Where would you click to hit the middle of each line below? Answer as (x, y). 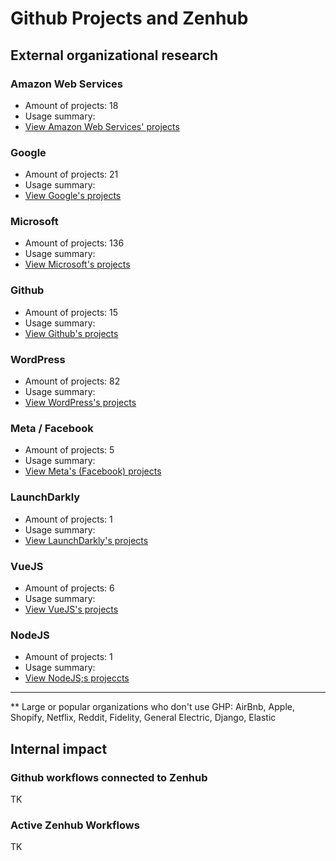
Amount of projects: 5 (69, 450)
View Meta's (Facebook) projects (93, 471)
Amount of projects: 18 (71, 105)
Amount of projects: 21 (71, 174)
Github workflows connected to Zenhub (109, 777)
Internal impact (59, 748)
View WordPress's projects (80, 403)
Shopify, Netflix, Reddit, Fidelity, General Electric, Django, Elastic (143, 718)
